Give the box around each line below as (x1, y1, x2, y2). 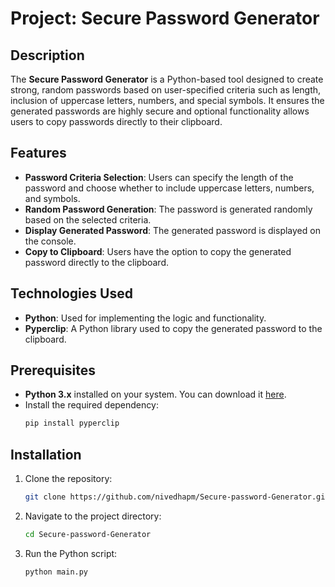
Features (10, 145, 67, 162)
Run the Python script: (24, 547, 118, 559)
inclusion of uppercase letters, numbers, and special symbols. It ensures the (10, 95, 325, 106)
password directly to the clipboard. (24, 256, 169, 268)
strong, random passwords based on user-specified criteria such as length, (10, 84, 322, 96)
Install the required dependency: (24, 399, 159, 411)
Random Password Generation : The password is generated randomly (24, 203, 313, 215)
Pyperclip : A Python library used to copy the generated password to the (24, 322, 323, 334)
